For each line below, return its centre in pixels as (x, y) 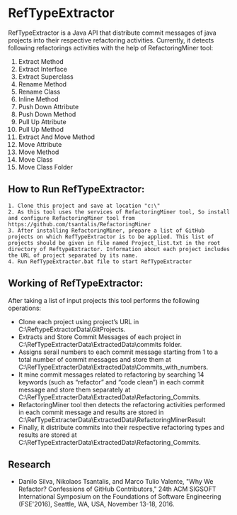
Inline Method (38, 99)
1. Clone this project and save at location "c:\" (84, 206)
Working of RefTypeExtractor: (76, 283)
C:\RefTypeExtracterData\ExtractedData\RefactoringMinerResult (112, 419)
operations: (25, 308)
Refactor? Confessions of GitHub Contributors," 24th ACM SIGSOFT (117, 489)
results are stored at (47, 435)
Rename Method (42, 84)
